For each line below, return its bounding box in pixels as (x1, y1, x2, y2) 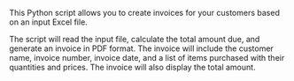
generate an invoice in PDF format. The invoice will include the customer (9, 43, 275, 54)
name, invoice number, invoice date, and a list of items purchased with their (9, 53, 285, 63)
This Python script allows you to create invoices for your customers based (9, 8, 281, 18)
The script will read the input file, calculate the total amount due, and (9, 34, 260, 44)
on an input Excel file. (9, 17, 89, 27)
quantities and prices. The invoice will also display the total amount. (9, 62, 256, 72)
